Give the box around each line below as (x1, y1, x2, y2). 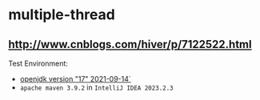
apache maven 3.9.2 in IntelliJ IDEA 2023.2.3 (19, 82, 174, 92)
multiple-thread (8, 6, 116, 24)
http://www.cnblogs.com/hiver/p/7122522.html (8, 38, 252, 51)
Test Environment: (8, 58, 68, 68)
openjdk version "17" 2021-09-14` (19, 74, 132, 83)
